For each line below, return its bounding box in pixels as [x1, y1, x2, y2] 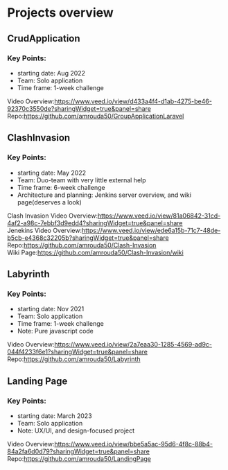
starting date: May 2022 [17, 168, 87, 177]
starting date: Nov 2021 [17, 305, 85, 313]
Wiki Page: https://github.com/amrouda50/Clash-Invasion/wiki [7, 248, 184, 256]
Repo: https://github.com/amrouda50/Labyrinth [7, 355, 141, 363]
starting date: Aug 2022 [17, 69, 85, 77]
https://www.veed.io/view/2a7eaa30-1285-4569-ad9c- [54, 340, 213, 349]
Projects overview [7, 5, 114, 21]
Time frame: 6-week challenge [17, 183, 105, 191]
